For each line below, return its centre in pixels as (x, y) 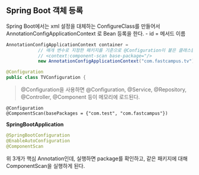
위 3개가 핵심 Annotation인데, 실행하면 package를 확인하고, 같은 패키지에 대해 (97, 158)
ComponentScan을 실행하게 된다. (46, 166)
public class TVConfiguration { (46, 78)
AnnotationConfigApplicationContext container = (67, 44)
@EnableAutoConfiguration (38, 141)
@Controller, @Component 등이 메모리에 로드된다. (80, 97)
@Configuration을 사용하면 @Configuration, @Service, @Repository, (103, 90)
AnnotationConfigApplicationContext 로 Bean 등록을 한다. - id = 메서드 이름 (96, 33)
